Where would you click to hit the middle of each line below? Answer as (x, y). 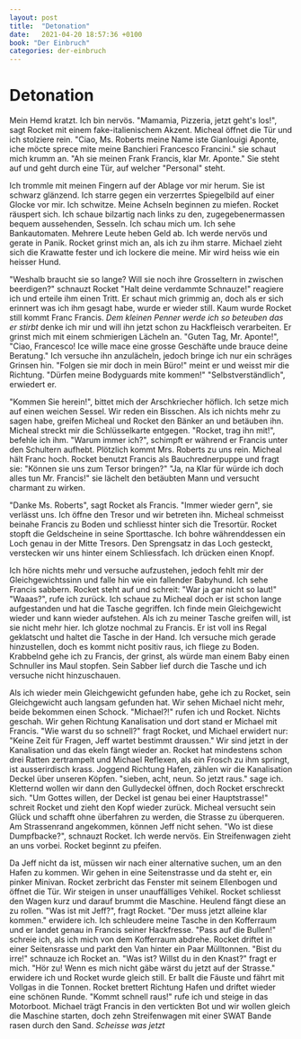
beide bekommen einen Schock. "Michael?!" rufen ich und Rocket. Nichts (145, 712)
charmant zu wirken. (47, 488)
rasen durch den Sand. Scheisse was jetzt (87, 1026)
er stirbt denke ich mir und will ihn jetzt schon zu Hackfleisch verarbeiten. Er (150, 327)
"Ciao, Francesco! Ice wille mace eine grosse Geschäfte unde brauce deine (149, 346)
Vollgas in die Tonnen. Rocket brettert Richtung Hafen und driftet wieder (143, 987)
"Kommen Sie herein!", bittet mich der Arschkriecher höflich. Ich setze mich (149, 402)
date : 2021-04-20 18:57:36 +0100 (76, 34)
